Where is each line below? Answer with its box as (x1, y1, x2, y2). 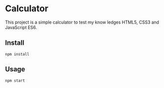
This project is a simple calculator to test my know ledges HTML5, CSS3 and (5, 19, 159, 25)
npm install (5, 52, 29, 57)
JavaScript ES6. (5, 24, 37, 30)
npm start (5, 78, 25, 83)
